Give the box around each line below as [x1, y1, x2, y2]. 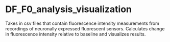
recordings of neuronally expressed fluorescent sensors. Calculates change [5, 25, 165, 31]
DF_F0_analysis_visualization [5, 4, 132, 15]
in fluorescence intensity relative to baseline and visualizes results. [5, 31, 146, 37]
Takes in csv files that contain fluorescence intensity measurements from [5, 20, 159, 26]
